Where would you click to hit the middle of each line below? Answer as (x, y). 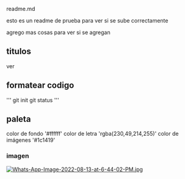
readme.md (21, 9)
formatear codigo (40, 86)
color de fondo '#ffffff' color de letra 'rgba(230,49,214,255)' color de (92, 134)
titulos (19, 51)
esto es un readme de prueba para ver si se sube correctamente (87, 20)
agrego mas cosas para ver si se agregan (59, 32)
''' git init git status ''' (33, 100)
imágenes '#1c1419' (31, 140)
